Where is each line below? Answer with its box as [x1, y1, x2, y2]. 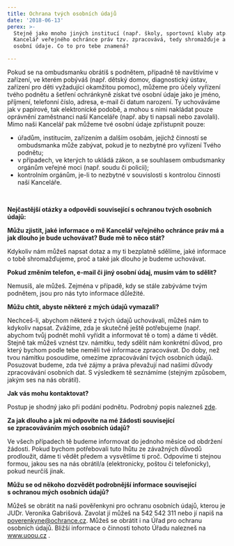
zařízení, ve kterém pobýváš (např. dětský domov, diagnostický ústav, [7, 76, 208, 84]
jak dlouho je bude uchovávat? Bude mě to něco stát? [7, 234, 165, 242]
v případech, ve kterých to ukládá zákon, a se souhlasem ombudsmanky [17, 156, 225, 164]
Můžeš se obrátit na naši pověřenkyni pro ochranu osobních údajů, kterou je [7, 501, 226, 510]
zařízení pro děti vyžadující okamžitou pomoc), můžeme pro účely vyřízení [7, 83, 221, 91]
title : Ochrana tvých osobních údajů [7, 10, 117, 17]
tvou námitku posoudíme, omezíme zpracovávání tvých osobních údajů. [7, 354, 214, 361]
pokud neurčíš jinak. [7, 467, 65, 475]
